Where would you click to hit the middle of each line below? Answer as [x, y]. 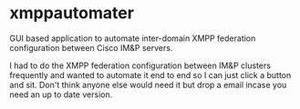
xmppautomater [72, 13]
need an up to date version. [61, 94]
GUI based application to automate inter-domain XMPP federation [133, 38]
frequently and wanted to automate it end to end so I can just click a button [150, 74]
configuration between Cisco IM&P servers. [91, 47]
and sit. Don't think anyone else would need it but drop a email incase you [148, 84]
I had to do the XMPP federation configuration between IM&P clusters [140, 65]
